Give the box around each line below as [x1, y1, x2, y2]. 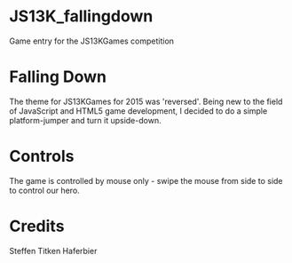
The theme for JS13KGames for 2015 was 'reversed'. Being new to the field [9, 96, 283, 107]
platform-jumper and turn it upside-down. [9, 115, 162, 125]
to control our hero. [9, 185, 80, 195]
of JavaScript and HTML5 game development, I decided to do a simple [9, 105, 268, 116]
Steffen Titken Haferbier [9, 245, 98, 256]
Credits [9, 216, 65, 236]
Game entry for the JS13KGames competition [9, 36, 175, 46]
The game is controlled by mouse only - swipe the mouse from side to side [9, 175, 283, 186]
